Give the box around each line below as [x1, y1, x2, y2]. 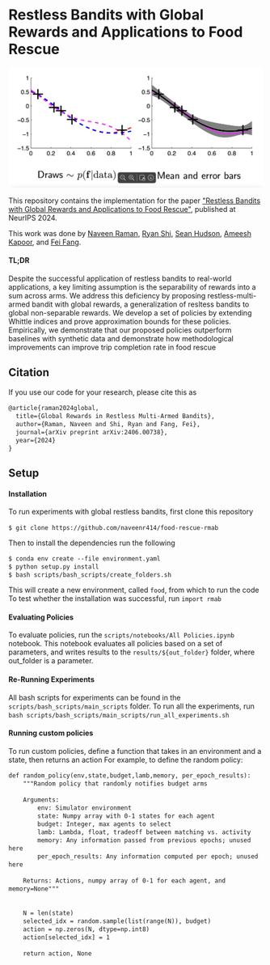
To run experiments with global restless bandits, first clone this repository [8, 507, 254, 517]
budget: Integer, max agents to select [37, 819, 172, 828]
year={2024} [15, 436, 57, 444]
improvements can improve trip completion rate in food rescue [8, 342, 217, 352]
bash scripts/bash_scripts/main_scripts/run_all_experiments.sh [8, 711, 230, 719]
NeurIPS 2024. [8, 213, 58, 222]
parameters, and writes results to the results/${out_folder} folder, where [8, 647, 255, 657]
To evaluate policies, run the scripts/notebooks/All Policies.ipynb [8, 630, 234, 640]
